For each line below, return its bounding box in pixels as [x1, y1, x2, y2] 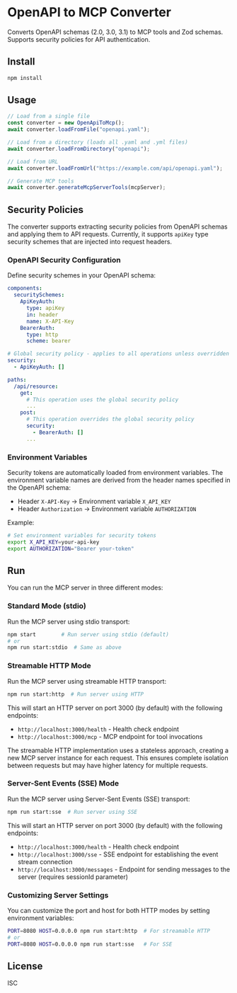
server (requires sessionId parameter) [17, 872, 129, 881]
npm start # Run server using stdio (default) [7, 631, 170, 638]
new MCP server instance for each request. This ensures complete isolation [7, 753, 229, 762]
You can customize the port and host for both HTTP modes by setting [7, 906, 210, 914]
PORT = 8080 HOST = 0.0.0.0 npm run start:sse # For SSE [7, 941, 173, 948]
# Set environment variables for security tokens [7, 532, 157, 539]
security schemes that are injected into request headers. [7, 238, 172, 246]
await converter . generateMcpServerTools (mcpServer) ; [7, 184, 166, 191]
